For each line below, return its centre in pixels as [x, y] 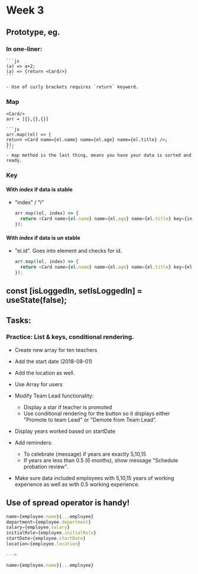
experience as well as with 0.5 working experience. [77, 484]
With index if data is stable [39, 189]
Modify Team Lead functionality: [54, 396]
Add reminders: [34, 442]
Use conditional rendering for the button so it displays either [97, 413]
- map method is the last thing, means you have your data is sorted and [99, 155]
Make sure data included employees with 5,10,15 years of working [94, 478]
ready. [14, 161]
